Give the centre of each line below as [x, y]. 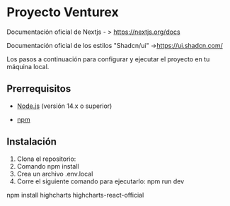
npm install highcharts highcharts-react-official [75, 195]
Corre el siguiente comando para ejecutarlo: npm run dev [100, 181]
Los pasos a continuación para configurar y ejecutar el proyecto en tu [108, 59]
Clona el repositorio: [46, 159]
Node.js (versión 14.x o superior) [64, 106]
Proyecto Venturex [63, 12]
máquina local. [28, 66]
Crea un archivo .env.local [55, 174]
